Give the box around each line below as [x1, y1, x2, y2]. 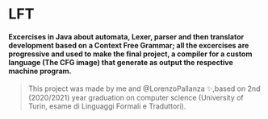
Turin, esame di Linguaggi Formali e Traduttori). [27, 101, 186, 111]
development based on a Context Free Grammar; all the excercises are [8, 40, 249, 50]
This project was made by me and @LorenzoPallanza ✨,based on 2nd [27, 84, 261, 93]
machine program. [8, 66, 72, 76]
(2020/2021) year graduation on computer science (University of [27, 93, 244, 103]
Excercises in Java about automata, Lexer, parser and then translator [8, 31, 245, 41]
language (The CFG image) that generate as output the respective [8, 57, 234, 67]
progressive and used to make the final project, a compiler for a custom [8, 49, 253, 59]
